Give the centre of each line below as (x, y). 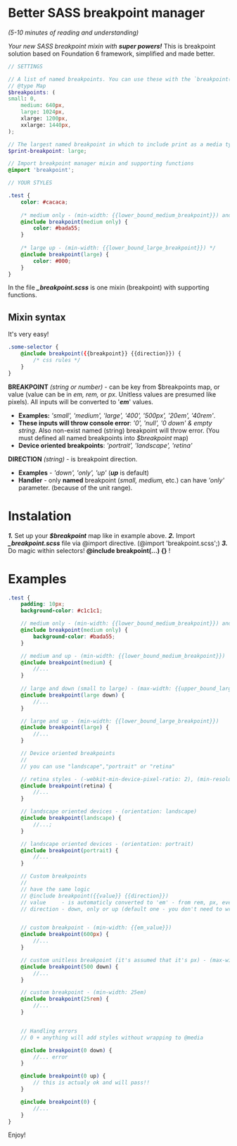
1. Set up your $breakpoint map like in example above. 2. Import (102, 535)
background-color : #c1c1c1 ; (62, 611)
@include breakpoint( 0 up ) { (63, 1076)
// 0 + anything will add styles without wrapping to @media (112, 1038)
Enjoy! (17, 1135)
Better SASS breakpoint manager (107, 13)
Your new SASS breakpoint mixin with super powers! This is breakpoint (112, 46)
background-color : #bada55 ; (74, 636)
